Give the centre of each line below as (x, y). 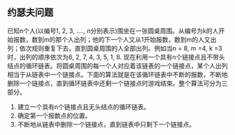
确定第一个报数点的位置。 (54, 115)
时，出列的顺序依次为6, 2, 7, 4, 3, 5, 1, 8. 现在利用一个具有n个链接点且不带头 (116, 57)
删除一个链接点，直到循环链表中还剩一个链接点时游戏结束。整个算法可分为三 (117, 83)
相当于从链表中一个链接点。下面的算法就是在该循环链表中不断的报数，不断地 (117, 74)
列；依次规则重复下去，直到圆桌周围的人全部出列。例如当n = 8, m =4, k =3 (115, 48)
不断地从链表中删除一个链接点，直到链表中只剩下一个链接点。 (106, 124)
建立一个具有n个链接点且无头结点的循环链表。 (84, 106)
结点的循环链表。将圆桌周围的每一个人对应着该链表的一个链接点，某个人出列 (117, 66)
